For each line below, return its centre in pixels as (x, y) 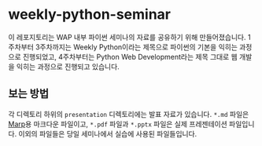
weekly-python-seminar (90, 15)
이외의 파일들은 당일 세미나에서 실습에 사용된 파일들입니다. (108, 133)
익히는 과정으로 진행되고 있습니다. (68, 66)
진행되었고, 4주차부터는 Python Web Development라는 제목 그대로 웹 (130, 57)
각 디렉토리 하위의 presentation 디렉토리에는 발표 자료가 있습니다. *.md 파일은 (129, 114)
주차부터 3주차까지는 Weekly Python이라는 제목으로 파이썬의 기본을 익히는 (123, 47)
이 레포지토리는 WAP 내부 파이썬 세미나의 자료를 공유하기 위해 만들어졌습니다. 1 (129, 37)
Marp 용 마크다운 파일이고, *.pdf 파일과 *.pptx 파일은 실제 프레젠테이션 (118, 124)
